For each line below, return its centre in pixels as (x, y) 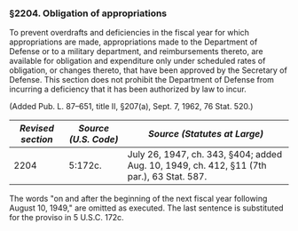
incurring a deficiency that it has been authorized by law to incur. (128, 89)
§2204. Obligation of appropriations (88, 13)
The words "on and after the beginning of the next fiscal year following (138, 199)
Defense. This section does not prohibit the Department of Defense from (142, 80)
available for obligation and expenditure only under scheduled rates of (137, 61)
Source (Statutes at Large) (206, 134)
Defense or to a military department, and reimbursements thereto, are (136, 52)
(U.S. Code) (94, 139)
